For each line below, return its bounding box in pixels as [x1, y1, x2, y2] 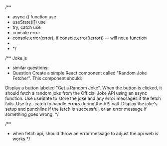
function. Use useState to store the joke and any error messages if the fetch [5, 95, 161, 101]
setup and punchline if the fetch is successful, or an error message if [5, 106, 147, 112]
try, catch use [12, 24, 41, 30]
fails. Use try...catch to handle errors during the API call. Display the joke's [5, 101, 158, 106]
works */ [12, 136, 30, 142]
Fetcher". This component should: [12, 75, 82, 81]
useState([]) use [12, 19, 46, 25]
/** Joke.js [5, 55, 27, 61]
